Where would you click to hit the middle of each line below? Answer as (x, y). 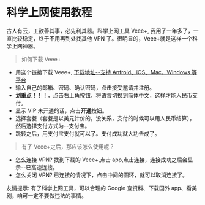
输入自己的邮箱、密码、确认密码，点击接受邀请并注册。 (85, 87)
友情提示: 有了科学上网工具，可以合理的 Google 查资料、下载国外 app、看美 (102, 188)
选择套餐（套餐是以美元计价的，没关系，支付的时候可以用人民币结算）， (105, 118)
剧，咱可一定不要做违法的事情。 (47, 195)
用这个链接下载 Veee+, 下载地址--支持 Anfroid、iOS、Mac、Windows (103, 72)
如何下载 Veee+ (41, 59)
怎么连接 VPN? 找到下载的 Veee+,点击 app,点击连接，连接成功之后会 (101, 160)
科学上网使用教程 (50, 13)
